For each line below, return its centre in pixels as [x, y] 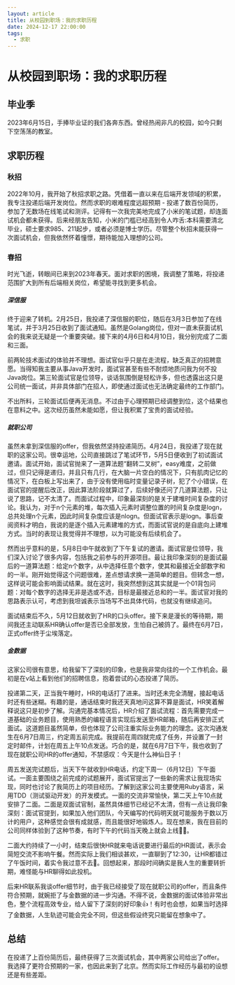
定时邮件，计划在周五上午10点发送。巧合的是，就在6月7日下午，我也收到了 [115, 746]
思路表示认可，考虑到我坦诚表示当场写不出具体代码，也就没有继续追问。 [111, 601]
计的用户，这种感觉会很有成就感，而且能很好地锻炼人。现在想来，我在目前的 [117, 822]
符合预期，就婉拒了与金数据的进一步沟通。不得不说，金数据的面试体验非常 [114, 895]
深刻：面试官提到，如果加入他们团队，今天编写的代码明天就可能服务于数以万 [117, 813]
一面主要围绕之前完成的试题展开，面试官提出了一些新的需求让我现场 [117, 778]
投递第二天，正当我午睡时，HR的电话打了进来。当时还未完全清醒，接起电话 [116, 693]
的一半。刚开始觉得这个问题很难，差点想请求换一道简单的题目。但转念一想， [117, 575]
